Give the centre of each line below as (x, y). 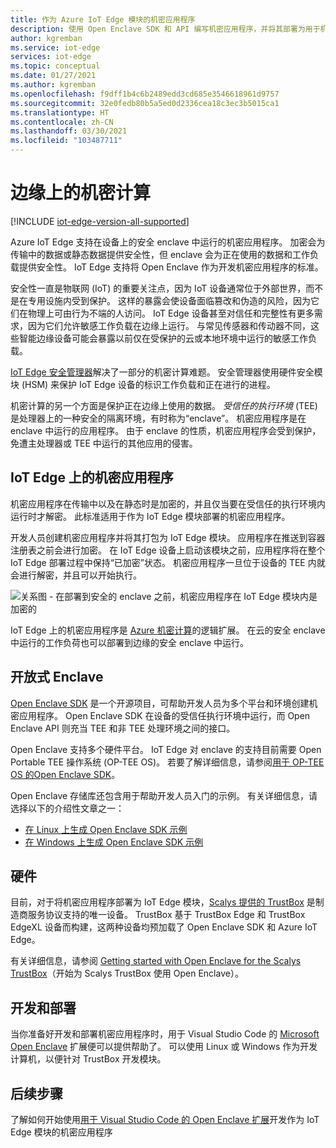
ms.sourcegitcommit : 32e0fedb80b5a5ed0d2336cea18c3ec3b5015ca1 (145, 103)
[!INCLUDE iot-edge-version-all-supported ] (100, 221)
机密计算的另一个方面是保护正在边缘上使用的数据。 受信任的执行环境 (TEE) (164, 405)
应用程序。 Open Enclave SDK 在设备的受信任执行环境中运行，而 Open (164, 715)
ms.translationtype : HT (60, 112)
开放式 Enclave (57, 677)
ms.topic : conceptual (55, 66)
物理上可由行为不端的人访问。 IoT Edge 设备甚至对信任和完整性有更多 (171, 313)
